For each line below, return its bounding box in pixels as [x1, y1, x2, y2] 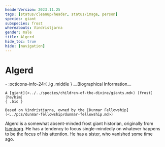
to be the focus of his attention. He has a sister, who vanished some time [5, 131, 153, 137]
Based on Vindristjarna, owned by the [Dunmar [5, 107, 102, 113]
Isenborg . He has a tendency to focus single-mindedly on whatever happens [5, 125, 161, 131]
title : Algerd [5, 35, 34, 40]
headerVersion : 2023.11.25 [5, 7, 61, 12]
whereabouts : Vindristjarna [5, 25, 63, 30]
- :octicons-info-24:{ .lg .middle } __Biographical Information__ [5, 81, 132, 87]
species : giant [5, 16, 36, 21]
